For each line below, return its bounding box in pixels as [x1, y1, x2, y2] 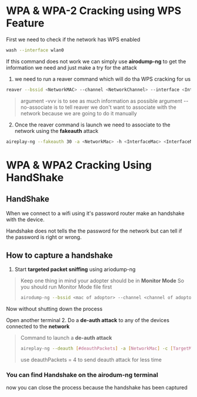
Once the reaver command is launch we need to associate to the [14, 121, 171, 128]
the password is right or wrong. [6, 233, 82, 241]
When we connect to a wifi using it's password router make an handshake [6, 210, 185, 217]
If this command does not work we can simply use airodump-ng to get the [6, 57, 186, 65]
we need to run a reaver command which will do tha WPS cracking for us [14, 75, 191, 83]
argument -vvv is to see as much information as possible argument [20, 97, 183, 104]
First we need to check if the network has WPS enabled [6, 36, 141, 43]
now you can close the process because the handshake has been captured [6, 384, 188, 391]
